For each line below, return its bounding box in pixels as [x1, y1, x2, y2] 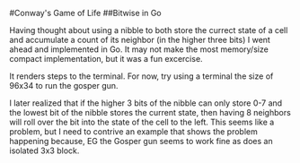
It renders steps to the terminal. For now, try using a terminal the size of [9, 71, 274, 81]
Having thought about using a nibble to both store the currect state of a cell [9, 25, 288, 35]
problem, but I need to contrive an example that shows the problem [9, 126, 258, 137]
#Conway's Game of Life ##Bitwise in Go [9, 8, 162, 18]
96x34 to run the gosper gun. [9, 81, 119, 90]
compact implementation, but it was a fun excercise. [9, 54, 204, 64]
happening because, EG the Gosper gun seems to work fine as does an [9, 136, 273, 146]
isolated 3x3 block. [9, 145, 80, 156]
